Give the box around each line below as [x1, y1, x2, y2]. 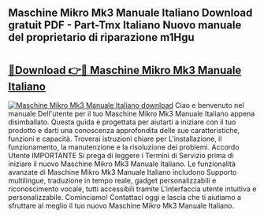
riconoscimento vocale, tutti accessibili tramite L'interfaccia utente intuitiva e [8, 184, 257, 194]
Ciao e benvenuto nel [174, 101, 244, 109]
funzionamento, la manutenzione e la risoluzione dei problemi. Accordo [8, 142, 240, 152]
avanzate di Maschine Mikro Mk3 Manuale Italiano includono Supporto [8, 168, 237, 176]
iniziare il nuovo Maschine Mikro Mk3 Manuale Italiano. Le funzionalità [8, 159, 236, 168]
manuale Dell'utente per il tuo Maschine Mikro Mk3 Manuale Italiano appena [8, 109, 255, 118]
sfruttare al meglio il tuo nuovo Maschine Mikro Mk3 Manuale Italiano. [8, 201, 235, 210]
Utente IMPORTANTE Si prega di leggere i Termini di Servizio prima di [8, 151, 234, 160]
